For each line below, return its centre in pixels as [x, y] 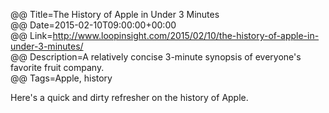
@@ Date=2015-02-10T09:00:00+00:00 [93, 25]
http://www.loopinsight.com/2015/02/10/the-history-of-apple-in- [186, 35]
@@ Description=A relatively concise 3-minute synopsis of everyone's [156, 57]
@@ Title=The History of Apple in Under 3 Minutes [115, 14]
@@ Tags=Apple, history [61, 78]
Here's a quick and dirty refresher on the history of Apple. [129, 97]
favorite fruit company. [57, 67]
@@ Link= [31, 35]
